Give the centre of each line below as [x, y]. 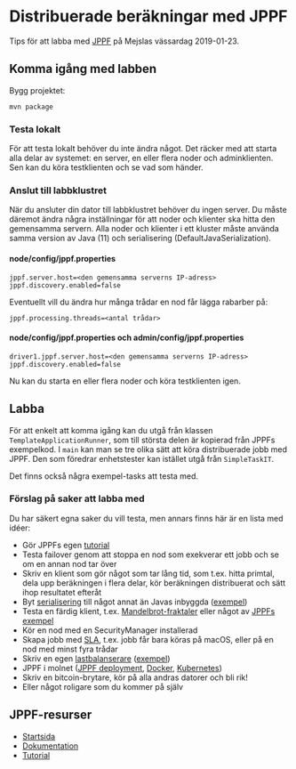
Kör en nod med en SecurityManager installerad [110, 630]
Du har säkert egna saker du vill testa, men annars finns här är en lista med [146, 518]
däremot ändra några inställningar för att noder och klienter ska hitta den [142, 219]
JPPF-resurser [51, 715]
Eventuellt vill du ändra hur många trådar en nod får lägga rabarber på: [139, 302]
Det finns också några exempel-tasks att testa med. [104, 476]
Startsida [39, 736]
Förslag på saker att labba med [77, 498]
